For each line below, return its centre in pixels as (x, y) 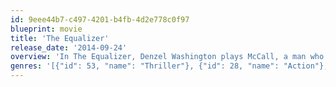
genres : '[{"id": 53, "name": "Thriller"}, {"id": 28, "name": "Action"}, (169, 66)
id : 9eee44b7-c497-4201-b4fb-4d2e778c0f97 (100, 19)
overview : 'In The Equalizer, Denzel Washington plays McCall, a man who (167, 57)
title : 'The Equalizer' (60, 38)
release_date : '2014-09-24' (69, 47)
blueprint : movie (46, 29)
